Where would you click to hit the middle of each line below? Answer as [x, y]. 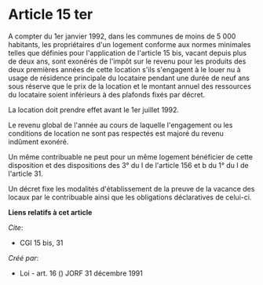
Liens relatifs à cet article [50, 212]
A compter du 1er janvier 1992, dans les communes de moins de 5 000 [122, 36]
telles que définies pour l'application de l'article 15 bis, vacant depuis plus [128, 53]
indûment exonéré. [38, 141]
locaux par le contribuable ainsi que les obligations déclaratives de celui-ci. [130, 197]
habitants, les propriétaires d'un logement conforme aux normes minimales [130, 44]
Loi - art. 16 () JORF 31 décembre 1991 [81, 273]
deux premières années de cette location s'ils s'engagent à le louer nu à [124, 69]
